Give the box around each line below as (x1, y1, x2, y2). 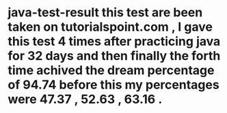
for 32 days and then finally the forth (8, 48, 221, 64)
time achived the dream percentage (8, 63, 215, 78)
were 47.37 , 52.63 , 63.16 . (8, 92, 163, 107)
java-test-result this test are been (8, 5, 203, 20)
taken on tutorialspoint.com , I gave (8, 19, 213, 35)
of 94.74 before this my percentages (8, 77, 219, 93)
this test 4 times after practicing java (8, 34, 221, 49)
